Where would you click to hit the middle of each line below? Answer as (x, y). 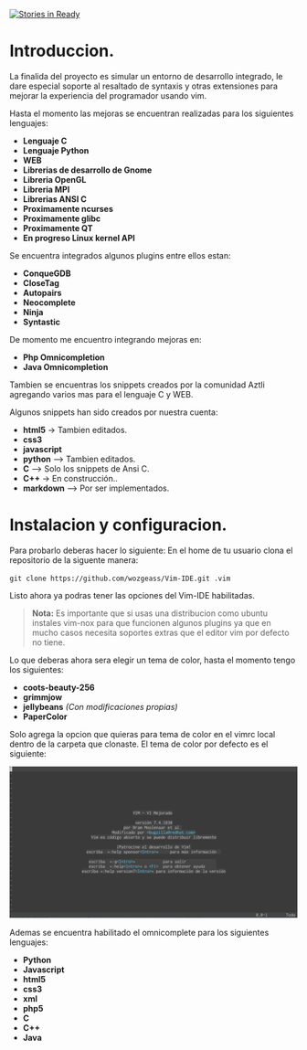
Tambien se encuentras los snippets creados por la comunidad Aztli (137, 385)
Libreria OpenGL (54, 179)
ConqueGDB (47, 273)
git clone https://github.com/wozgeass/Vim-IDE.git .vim (120, 578)
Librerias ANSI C (54, 199)
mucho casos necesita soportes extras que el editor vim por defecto (160, 632)
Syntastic (42, 322)
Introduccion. (62, 51)
